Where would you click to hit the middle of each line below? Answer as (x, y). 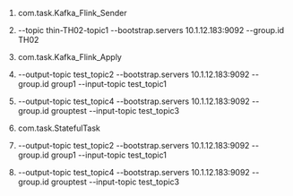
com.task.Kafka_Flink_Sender (72, 13)
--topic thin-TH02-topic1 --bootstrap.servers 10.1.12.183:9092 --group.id (151, 30)
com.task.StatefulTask (59, 128)
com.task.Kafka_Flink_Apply (70, 57)
